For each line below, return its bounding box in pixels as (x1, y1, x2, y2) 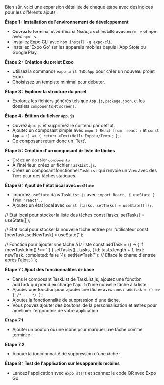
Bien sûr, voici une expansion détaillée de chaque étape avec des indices (5, 4, 153, 10)
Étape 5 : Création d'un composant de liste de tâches (5, 148, 115, 153)
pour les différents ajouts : (5, 9, 58, 15)
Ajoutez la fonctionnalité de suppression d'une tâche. (12, 297, 120, 303)
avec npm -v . (12, 34, 38, 39)
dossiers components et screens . (12, 103, 76, 109)
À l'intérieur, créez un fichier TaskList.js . (12, 162, 97, 168)
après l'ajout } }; (5, 257, 38, 263)
